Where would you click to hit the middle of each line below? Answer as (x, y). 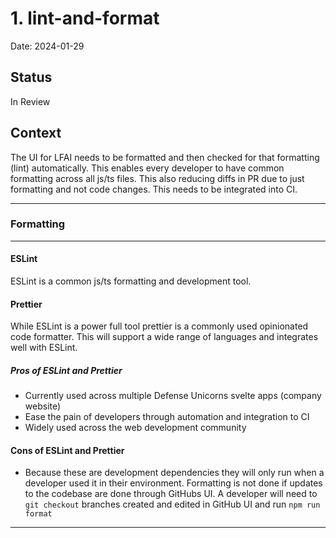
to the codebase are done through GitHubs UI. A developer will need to (171, 494)
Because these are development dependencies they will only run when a (174, 473)
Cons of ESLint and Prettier (67, 450)
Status (31, 77)
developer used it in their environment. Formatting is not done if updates (173, 483)
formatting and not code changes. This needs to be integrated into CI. (154, 189)
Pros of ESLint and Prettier (66, 370)
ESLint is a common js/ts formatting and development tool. (131, 281)
